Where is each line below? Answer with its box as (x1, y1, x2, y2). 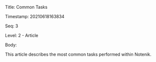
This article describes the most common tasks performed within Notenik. (5, 51, 152, 57)
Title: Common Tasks (5, 4, 48, 10)
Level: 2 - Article (5, 33, 39, 38)
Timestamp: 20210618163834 (5, 14, 65, 19)
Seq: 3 (5, 23, 19, 29)
